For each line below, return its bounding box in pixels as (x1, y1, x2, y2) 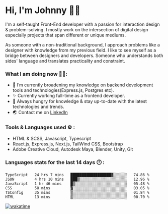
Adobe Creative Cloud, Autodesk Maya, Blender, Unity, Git (12, 146, 133, 152)
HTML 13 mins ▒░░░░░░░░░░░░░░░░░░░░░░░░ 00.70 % (5, 194, 150, 199)
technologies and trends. (12, 103, 64, 110)
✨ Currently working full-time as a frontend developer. (12, 93, 125, 99)
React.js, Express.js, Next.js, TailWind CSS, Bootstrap (12, 141, 123, 147)
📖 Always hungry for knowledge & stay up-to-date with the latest (12, 98, 147, 104)
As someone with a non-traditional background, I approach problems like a (5, 41, 160, 47)
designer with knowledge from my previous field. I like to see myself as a (5, 47, 156, 53)
